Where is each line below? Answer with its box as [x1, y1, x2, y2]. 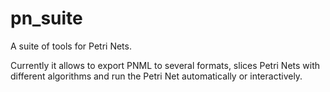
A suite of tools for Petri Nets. [10, 40, 132, 52]
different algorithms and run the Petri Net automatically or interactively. [10, 70, 303, 82]
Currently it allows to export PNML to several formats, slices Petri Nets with [10, 59, 321, 71]
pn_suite [10, 7, 83, 30]
